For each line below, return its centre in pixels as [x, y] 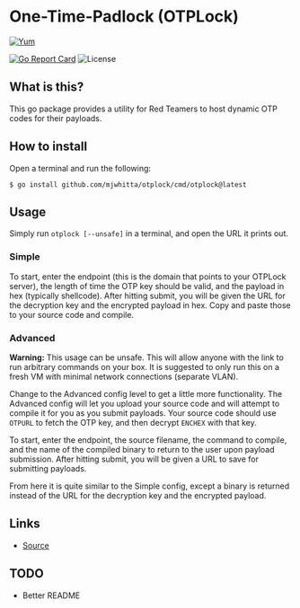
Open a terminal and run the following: [80, 168]
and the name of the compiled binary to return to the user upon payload [142, 449]
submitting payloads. [48, 468]
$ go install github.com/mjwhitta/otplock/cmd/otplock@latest [128, 185]
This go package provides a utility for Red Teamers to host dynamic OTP [144, 109]
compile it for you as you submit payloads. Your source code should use [143, 413]
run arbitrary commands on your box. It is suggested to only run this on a [145, 366]
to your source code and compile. [72, 314]
